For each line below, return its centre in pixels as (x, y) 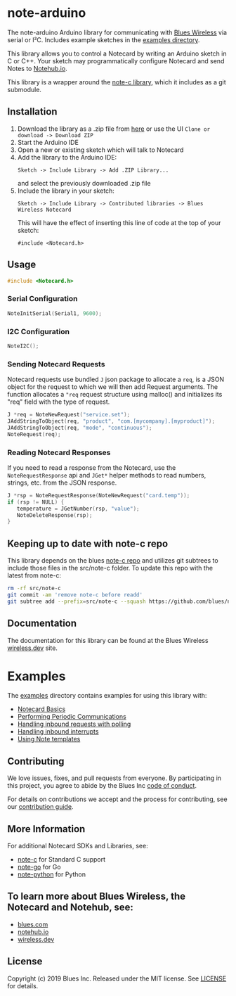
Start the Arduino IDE (48, 142)
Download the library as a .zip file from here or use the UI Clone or (114, 129)
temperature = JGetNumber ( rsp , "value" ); (78, 509)
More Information (46, 829)
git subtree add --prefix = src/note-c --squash (77, 601)
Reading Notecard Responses (59, 452)
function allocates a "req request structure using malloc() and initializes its (115, 395)
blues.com (33, 924)
